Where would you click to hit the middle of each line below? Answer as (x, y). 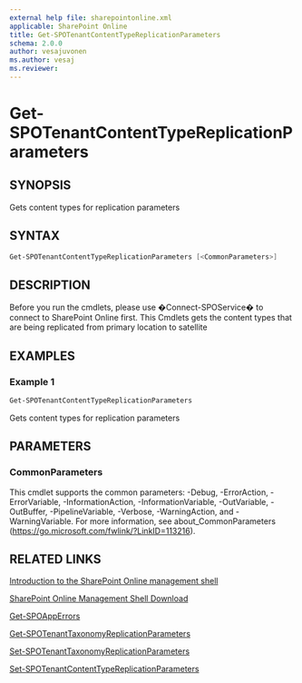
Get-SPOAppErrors (45, 616)
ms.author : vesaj (42, 60)
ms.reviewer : (34, 69)
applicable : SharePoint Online (68, 26)
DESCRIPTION (50, 285)
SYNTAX (35, 236)
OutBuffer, (29, 511)
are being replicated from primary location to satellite (108, 327)
